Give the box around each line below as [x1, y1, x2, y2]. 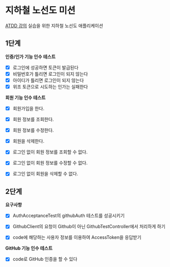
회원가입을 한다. [12, 105, 44, 112]
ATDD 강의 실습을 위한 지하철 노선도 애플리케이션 [5, 23, 104, 29]
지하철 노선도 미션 [5, 5, 76, 16]
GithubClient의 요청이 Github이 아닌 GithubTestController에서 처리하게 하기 [12, 224, 166, 230]
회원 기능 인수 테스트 [5, 95, 46, 100]
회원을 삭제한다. [12, 138, 44, 144]
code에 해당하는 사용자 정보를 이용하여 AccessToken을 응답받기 [12, 234, 141, 240]
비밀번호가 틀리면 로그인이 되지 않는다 [12, 71, 88, 77]
